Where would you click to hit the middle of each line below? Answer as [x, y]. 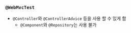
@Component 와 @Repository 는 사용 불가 [58, 25]
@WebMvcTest [20, 7]
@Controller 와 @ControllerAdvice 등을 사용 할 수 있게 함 [69, 19]
